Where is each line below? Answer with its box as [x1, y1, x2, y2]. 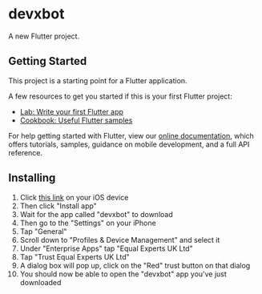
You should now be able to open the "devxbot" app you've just [19, 269, 227, 279]
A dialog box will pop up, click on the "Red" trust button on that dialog [19, 260, 251, 270]
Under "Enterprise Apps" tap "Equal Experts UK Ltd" [19, 244, 194, 253]
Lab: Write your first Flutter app [19, 107, 124, 116]
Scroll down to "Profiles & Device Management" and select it [19, 235, 220, 244]
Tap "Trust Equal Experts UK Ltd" [19, 252, 130, 261]
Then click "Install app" [19, 201, 98, 211]
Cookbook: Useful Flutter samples [19, 115, 133, 125]
